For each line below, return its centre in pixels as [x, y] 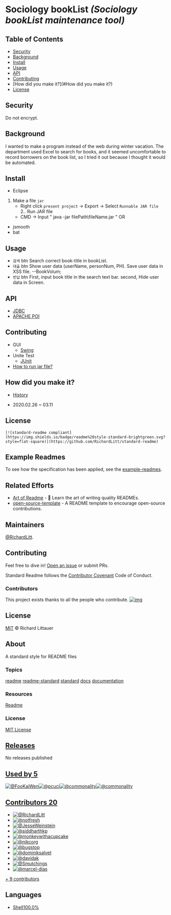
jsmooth [21, 227]
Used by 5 [22, 774]
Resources [19, 694]
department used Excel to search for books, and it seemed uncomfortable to [86, 151]
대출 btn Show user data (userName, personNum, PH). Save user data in [88, 266]
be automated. [20, 163]
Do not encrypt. [22, 118]
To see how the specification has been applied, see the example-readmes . [84, 469]
